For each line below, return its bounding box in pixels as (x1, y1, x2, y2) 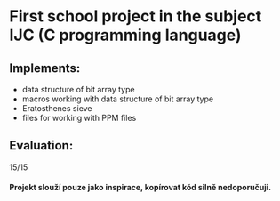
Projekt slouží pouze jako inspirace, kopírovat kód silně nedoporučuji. (9, 182, 272, 193)
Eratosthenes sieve (21, 103, 92, 113)
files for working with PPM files (21, 113, 137, 123)
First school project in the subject (9, 6, 262, 27)
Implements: (9, 60, 81, 76)
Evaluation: (9, 138, 74, 153)
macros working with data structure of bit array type (21, 93, 214, 104)
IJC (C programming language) (9, 25, 242, 45)
